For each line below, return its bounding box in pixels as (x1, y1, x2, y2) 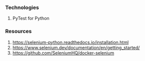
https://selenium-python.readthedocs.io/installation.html (12, 39, 129, 45)
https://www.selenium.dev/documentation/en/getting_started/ (12, 44, 140, 50)
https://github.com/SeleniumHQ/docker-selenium (12, 49, 114, 56)
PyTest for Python (12, 15, 50, 21)
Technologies (5, 4, 39, 11)
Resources (5, 28, 32, 35)
